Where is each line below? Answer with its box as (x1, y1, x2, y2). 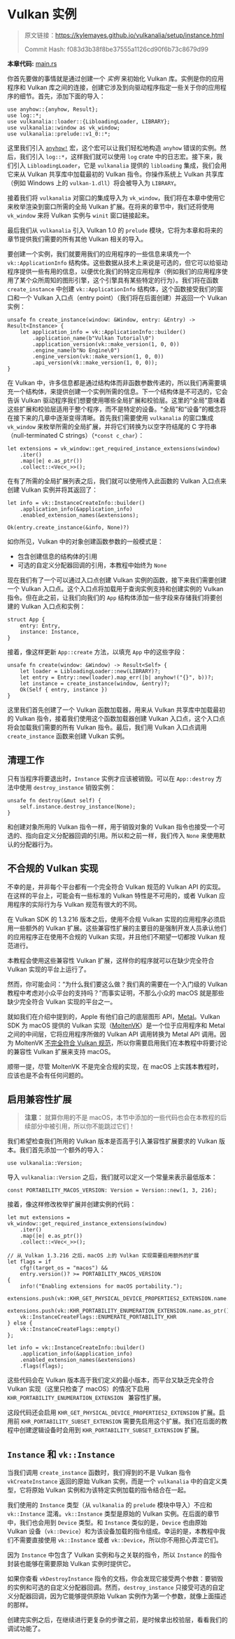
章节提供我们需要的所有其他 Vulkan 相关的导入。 (7, 234, 148, 243)
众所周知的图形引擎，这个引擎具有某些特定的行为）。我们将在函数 (31, 276, 219, 284)
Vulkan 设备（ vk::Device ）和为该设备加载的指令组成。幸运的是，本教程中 (7, 1527, 220, 1536)
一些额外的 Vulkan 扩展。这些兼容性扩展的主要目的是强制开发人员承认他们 (13, 924, 227, 932)
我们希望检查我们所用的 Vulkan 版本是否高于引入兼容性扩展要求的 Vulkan (7, 1137, 218, 1145)
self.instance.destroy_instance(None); (20, 803, 136, 810)
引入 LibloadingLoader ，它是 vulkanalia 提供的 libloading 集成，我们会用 (13, 161, 227, 169)
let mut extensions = (7, 1214, 71, 1221)
